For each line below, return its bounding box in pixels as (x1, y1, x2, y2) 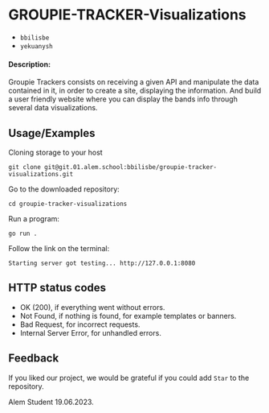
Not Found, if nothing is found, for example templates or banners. (19, 311, 237, 320)
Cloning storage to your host (8, 147, 103, 157)
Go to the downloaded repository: (8, 184, 120, 194)
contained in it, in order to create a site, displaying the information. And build (8, 86, 262, 96)
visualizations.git (8, 170, 74, 178)
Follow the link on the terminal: (8, 243, 110, 253)
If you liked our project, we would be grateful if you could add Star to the (8, 373, 250, 382)
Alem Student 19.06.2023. (8, 397, 94, 407)
